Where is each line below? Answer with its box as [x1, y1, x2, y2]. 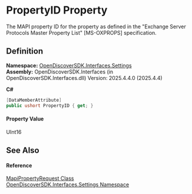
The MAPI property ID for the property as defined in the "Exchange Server [6, 23, 187, 30]
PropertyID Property [6, 4, 108, 17]
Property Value [6, 115, 44, 122]
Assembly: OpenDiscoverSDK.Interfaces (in [6, 68, 114, 75]
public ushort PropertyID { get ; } [6, 102, 94, 109]
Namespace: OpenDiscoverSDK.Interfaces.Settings [6, 62, 132, 69]
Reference [6, 162, 32, 169]
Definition [6, 46, 43, 56]
